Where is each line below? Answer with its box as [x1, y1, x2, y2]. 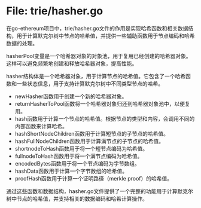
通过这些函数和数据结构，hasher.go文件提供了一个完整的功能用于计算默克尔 [6, 187, 193, 195]
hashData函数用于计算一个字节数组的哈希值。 [14, 167, 128, 175]
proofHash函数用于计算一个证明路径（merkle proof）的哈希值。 [14, 175, 172, 182]
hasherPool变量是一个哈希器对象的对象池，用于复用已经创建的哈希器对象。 [6, 52, 191, 59]
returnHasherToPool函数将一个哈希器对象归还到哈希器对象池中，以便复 [14, 100, 190, 107]
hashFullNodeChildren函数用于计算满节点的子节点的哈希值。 [14, 137, 165, 145]
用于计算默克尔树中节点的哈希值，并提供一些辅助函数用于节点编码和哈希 [16, 32, 195, 39]
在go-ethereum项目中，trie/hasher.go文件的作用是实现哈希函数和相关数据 [6, 25, 188, 32]
